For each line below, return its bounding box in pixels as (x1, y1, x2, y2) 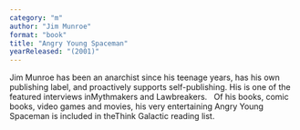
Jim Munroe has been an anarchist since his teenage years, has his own (9, 72, 281, 83)
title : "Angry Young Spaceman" (9, 38, 129, 48)
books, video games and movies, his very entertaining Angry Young (9, 101, 264, 112)
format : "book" (9, 30, 67, 39)
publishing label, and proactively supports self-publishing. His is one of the (9, 82, 291, 93)
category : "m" (9, 13, 64, 23)
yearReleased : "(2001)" (9, 47, 100, 56)
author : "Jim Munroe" (9, 22, 92, 31)
